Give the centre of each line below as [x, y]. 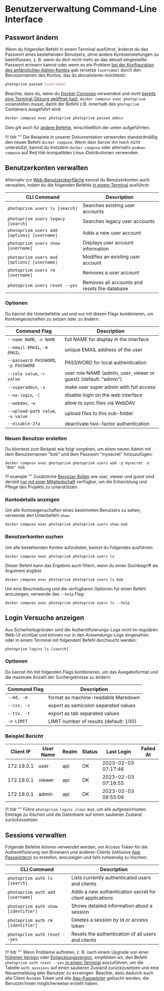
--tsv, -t [19, 713]
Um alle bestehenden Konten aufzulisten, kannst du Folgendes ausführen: [79, 547]
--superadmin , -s [26, 387]
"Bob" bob [15, 468]
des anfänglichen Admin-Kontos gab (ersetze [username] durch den [73, 70]
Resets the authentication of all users [114, 934]
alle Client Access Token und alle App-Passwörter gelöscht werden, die [77, 978]
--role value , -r [26, 373]
